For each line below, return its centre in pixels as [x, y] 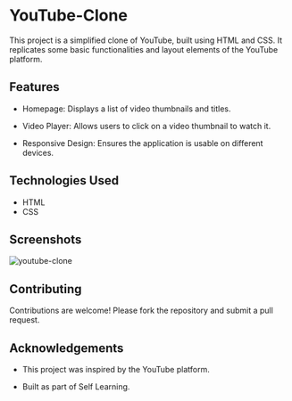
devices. [38, 152]
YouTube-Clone [68, 16]
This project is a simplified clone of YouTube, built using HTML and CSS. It [146, 40]
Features [34, 87]
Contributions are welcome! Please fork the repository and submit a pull [142, 311]
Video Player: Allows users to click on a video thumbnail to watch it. [146, 126]
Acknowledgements [67, 348]
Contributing [46, 289]
